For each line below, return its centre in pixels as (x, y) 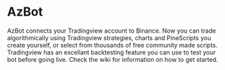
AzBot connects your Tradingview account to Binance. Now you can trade (111, 31)
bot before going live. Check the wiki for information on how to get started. (113, 59)
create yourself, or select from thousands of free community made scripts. (113, 45)
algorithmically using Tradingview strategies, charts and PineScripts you (109, 37)
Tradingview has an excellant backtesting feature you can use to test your (111, 52)
